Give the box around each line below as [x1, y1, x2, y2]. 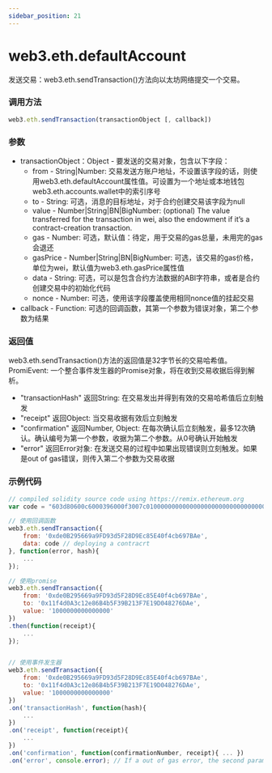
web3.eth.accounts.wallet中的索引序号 [32, 187, 161, 197]
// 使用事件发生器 [8, 659, 62, 667]
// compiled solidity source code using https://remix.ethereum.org [8, 495, 244, 503]
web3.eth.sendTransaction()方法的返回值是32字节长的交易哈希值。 [8, 355, 232, 365]
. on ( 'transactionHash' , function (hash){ [8, 703, 147, 712]
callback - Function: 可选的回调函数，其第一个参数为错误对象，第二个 [19, 304, 253, 313]
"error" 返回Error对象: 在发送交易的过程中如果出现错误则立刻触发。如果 [19, 444, 257, 453]
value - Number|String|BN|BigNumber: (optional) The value [32, 206, 231, 215]
